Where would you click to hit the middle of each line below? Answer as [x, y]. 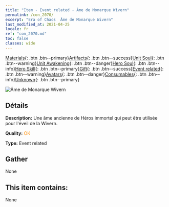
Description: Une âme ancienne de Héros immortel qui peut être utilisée [81, 118]
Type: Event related [26, 143]
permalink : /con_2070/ [29, 15]
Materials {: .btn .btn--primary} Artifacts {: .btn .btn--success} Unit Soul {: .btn [85, 58]
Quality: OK [18, 133]
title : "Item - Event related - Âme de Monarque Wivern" [67, 10]
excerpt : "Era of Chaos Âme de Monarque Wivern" [59, 19]
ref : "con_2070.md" [26, 34]
